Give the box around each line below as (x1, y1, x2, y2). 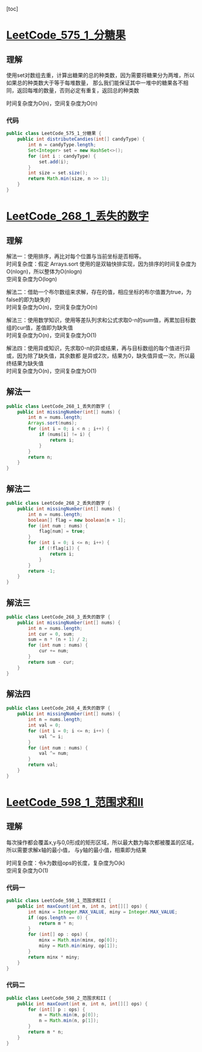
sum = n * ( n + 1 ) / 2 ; (28, 637, 88, 643)
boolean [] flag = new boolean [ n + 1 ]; (28, 517, 126, 523)
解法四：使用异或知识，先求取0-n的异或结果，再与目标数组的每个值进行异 (6, 344, 191, 352)
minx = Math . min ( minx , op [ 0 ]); (38, 937, 118, 943)
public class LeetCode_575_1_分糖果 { (6, 131, 102, 137)
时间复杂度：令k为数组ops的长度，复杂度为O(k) (6, 859, 126, 866)
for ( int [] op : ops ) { (28, 932, 88, 938)
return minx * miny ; (28, 954, 80, 960)
